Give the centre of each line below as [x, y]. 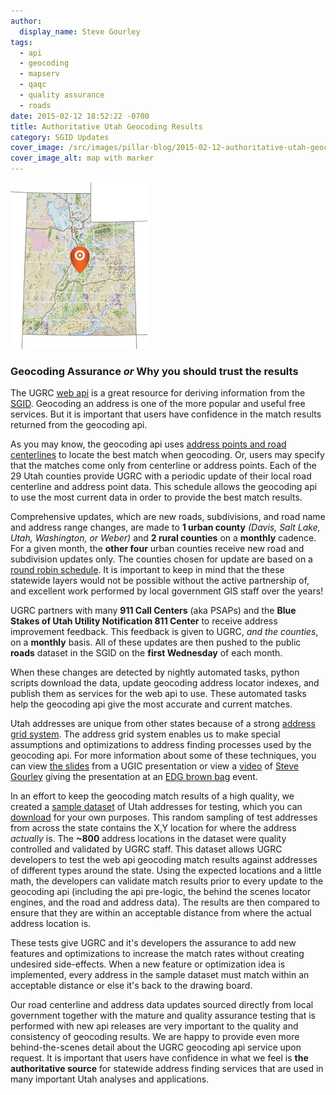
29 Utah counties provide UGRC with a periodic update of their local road [161, 476]
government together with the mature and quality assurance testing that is [163, 1016]
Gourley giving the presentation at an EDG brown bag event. [134, 777]
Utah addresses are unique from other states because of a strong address [163, 724]
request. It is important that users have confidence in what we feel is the [159, 1058]
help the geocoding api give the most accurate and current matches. [151, 704]
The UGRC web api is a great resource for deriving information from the [158, 393]
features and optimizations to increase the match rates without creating [157, 954]
